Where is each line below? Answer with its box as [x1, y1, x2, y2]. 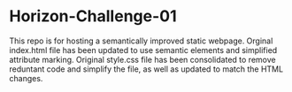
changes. [9, 73, 43, 83]
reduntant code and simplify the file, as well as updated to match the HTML [9, 64, 284, 74]
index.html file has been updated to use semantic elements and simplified [9, 44, 278, 55]
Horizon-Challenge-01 [9, 6, 177, 27]
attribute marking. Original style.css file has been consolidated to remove [9, 54, 276, 65]
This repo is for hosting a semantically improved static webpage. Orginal [9, 35, 273, 46]
